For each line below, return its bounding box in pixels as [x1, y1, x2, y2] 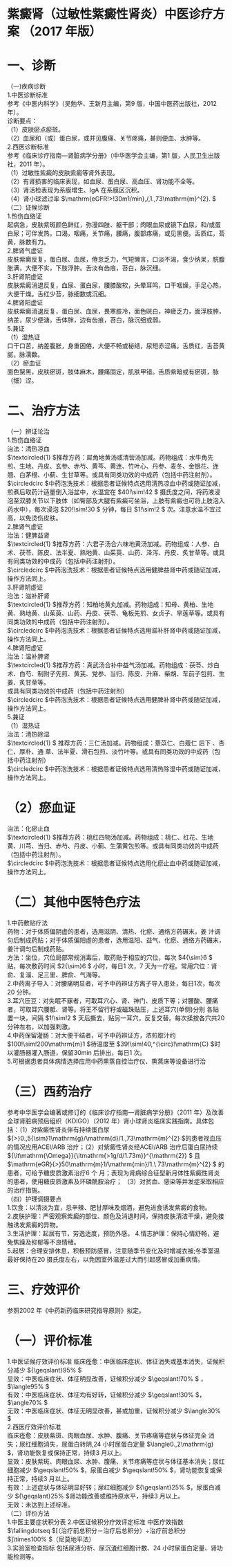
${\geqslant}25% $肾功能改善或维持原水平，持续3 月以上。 [14, 1492, 184, 1500]
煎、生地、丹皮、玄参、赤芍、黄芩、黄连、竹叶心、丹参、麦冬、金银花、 [7, 462, 213, 471]
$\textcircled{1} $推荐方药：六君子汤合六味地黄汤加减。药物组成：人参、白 [7, 540, 220, 548]
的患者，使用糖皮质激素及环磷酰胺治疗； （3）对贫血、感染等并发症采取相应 [7, 1177, 224, 1186]
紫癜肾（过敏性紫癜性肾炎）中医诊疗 [7, 6, 213, 22]
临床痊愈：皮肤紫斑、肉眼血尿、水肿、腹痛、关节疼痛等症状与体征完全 [7, 1431, 207, 1440]
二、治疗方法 [7, 403, 81, 419]
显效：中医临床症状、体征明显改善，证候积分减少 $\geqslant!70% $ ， [7, 1375, 207, 1383]
